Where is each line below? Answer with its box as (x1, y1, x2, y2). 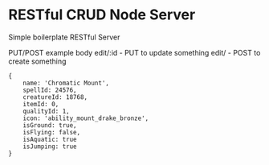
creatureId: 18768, (22, 93, 88, 101)
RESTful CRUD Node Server (8, 6, 196, 24)
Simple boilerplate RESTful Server (8, 32, 120, 42)
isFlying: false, (22, 128, 81, 136)
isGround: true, (22, 121, 78, 130)
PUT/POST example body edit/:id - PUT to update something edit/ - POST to (8, 47, 261, 57)
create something (8, 56, 67, 66)
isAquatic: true (22, 135, 78, 143)
